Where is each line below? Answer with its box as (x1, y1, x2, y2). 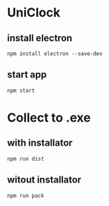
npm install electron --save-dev (7, 50, 103, 57)
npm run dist (7, 155, 45, 162)
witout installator (7, 174, 82, 186)
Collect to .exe (7, 110, 91, 125)
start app (7, 69, 47, 80)
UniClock (7, 5, 60, 21)
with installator (7, 137, 73, 149)
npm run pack (7, 192, 45, 199)
